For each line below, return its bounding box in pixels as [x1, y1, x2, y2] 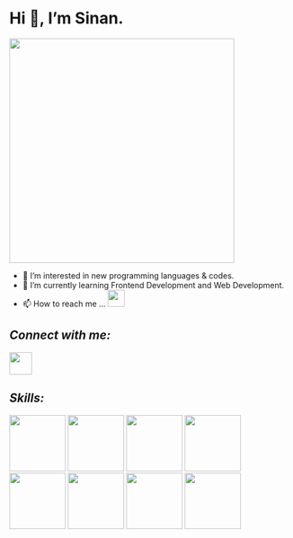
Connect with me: [9, 328, 111, 343]
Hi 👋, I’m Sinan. [9, 8, 124, 29]
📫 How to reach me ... [22, 298, 106, 309]
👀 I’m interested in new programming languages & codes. [22, 269, 235, 281]
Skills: [9, 391, 45, 406]
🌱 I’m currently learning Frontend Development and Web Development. [22, 279, 285, 290]
